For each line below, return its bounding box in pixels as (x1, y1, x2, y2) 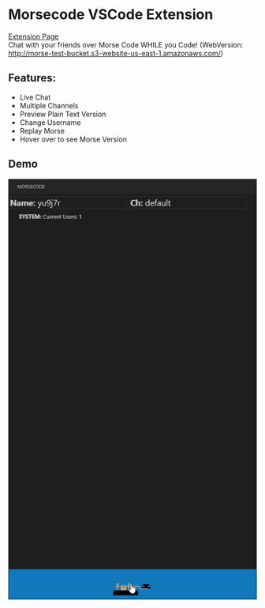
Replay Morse (19, 126, 65, 135)
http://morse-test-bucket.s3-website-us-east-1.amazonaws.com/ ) (8, 48, 223, 58)
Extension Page (8, 32, 59, 41)
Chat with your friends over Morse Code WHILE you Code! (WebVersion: (8, 40, 244, 49)
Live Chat (19, 93, 51, 102)
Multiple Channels (19, 100, 79, 110)
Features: (8, 71, 57, 85)
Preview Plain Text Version (19, 109, 106, 119)
